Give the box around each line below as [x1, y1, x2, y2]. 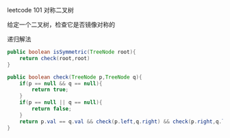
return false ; [31, 105, 72, 112]
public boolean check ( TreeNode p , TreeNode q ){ [7, 74, 142, 81]
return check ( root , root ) [19, 55, 90, 61]
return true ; [31, 86, 69, 94]
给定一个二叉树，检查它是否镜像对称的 [7, 20, 115, 29]
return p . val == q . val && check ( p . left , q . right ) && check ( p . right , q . [19, 118, 222, 125]
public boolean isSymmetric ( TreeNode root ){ [7, 49, 136, 55]
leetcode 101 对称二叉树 [7, 6, 74, 14]
